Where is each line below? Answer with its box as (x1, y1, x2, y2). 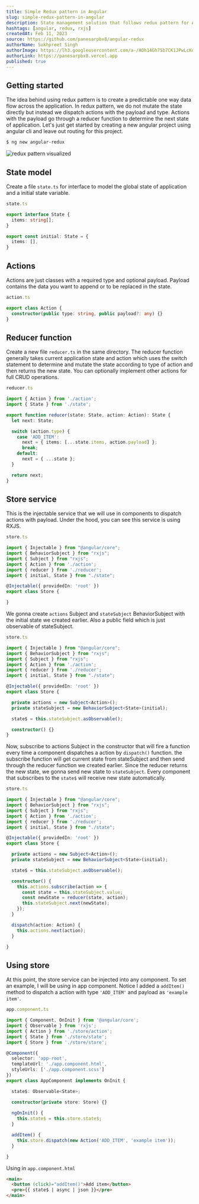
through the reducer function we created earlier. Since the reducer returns (6, 762, 188, 769)
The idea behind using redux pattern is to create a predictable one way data (6, 96, 191, 103)
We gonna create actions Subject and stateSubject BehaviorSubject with (6, 610, 185, 617)
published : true (6, 58, 46, 64)
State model (6, 167, 52, 177)
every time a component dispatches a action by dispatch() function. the (6, 749, 182, 757)
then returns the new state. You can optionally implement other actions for (6, 367, 188, 374)
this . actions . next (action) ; (17, 928, 86, 934)
